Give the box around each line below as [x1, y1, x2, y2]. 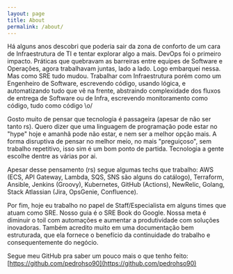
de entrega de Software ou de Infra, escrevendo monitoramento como [7, 94, 209, 102]
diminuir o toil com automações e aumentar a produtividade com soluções [7, 216, 220, 224]
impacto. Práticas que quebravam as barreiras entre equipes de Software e [7, 57, 223, 66]
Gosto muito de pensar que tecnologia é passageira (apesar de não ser [7, 115, 211, 123]
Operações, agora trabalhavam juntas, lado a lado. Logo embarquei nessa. [7, 64, 221, 73]
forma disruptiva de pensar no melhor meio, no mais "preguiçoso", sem [7, 137, 212, 146]
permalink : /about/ [7, 23, 64, 30]
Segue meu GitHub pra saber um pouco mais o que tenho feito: [7, 252, 189, 260]
